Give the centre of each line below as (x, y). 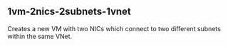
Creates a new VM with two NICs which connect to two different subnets (114, 28)
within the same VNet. (40, 36)
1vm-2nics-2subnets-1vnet (69, 12)
